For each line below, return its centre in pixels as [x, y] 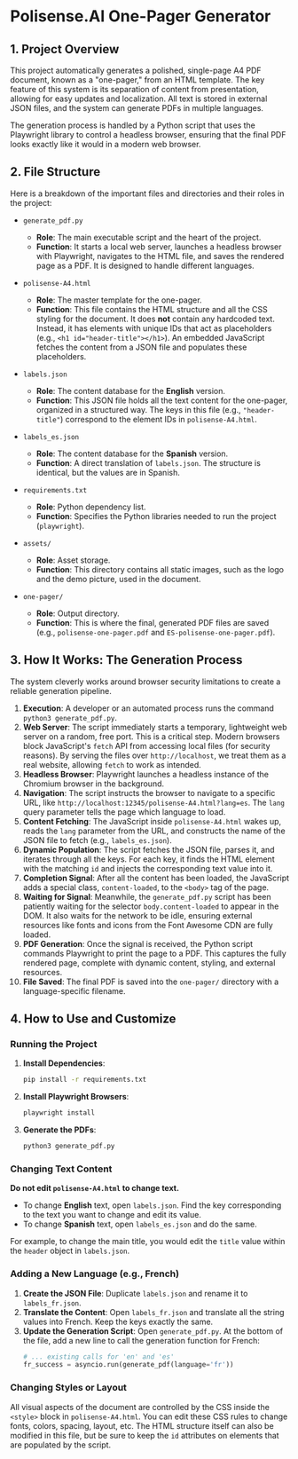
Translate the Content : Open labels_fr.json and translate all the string [153, 1312]
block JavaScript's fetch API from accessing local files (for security [146, 745]
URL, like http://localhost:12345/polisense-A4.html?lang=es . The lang [154, 802]
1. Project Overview [65, 49]
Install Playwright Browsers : [76, 1097]
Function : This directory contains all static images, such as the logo [160, 569]
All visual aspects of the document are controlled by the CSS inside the [140, 1407]
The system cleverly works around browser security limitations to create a [145, 682]
